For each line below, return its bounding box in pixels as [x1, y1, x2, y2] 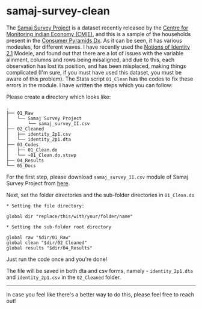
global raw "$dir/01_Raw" [6, 234, 71, 240]
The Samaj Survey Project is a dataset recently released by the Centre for [6, 24, 188, 31]
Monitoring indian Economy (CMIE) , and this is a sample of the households [6, 30, 191, 37]
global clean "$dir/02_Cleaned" [6, 239, 87, 246]
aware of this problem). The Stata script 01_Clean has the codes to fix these [6, 75, 194, 82]
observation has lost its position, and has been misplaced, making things [6, 62, 186, 70]
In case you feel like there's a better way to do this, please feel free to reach [6, 290, 194, 298]
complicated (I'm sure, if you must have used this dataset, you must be [6, 69, 182, 76]
